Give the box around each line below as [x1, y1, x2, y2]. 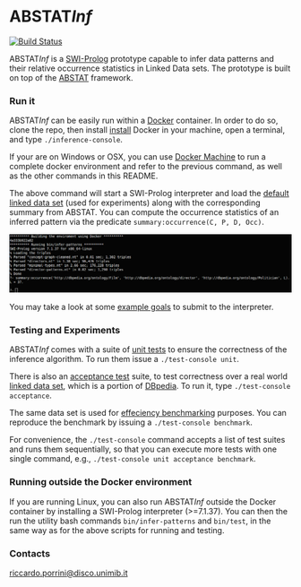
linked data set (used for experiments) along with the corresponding [9, 197, 262, 208]
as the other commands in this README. [9, 170, 159, 181]
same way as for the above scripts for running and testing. [9, 524, 225, 535]
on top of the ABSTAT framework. [9, 72, 133, 82]
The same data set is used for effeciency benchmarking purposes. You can [9, 408, 287, 419]
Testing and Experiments [9, 324, 121, 336]
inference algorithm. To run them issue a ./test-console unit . [9, 354, 239, 365]
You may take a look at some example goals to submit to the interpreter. [9, 302, 274, 313]
